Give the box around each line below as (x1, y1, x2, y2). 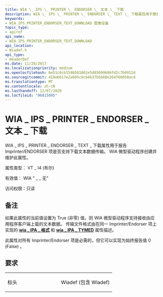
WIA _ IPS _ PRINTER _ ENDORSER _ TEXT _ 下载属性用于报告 (5, 143, 127, 148)
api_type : (5, 52, 25, 57)
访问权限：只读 (5, 185, 35, 192)
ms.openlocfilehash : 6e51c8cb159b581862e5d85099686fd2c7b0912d (5, 70, 136, 75)
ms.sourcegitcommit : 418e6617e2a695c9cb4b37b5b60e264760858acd (5, 75, 136, 80)
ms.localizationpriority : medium (5, 66, 73, 71)
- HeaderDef (5, 57, 29, 62)
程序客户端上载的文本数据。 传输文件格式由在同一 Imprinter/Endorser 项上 (9, 221, 157, 227)
